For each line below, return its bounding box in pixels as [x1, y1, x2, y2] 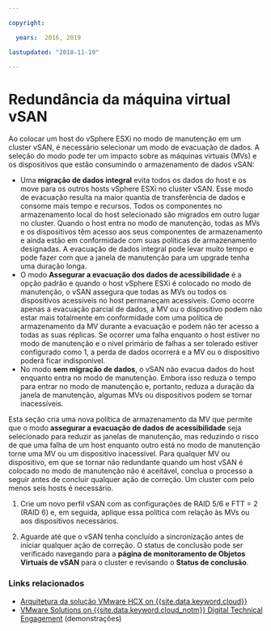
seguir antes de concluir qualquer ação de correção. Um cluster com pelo [8, 475, 255, 485]
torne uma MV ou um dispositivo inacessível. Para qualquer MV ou [8, 449, 231, 459]
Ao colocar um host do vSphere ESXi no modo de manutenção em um [8, 134, 242, 144]
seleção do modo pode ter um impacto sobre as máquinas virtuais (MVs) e [8, 151, 257, 161]
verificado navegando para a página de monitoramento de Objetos [19, 549, 246, 559]
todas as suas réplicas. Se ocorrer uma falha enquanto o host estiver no [19, 330, 260, 340]
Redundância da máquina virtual [8, 90, 231, 108]
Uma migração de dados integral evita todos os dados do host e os [19, 176, 247, 185]
